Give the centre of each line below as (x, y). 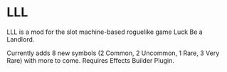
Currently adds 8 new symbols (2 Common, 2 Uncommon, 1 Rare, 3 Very (113, 53)
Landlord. (21, 39)
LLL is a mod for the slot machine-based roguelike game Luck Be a (105, 32)
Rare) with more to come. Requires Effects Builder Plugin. (91, 60)
